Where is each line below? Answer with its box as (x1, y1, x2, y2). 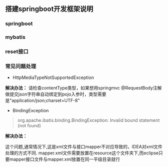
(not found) (17, 123, 41, 129)
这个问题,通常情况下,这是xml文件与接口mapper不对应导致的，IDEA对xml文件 (5, 144, 163, 150)
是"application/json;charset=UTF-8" (5, 98, 80, 104)
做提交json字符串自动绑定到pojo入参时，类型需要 (5, 91, 107, 97)
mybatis (5, 34, 26, 41)
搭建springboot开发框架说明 (5, 5, 94, 14)
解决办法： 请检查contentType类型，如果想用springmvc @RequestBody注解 (5, 85, 162, 91)
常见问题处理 (5, 63, 37, 70)
